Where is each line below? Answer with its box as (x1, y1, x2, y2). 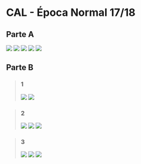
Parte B (6, 62, 34, 73)
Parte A (6, 29, 34, 39)
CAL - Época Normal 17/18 (6, 6, 136, 19)
